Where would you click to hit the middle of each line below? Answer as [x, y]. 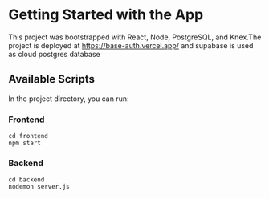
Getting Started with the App [106, 15]
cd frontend [28, 136]
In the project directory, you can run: [69, 99]
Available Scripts [51, 79]
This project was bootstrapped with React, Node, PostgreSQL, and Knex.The [135, 37]
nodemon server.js [39, 187]
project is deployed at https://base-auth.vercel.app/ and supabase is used [131, 45]
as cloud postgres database [54, 54]
